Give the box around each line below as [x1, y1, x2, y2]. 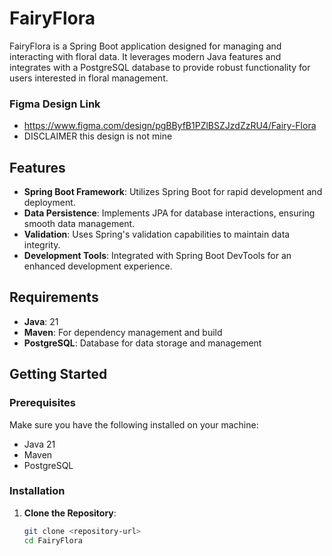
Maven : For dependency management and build [23, 326, 223, 338]
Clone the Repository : [23, 507, 117, 519]
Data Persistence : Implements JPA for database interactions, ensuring [23, 207, 316, 219]
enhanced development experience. [23, 260, 173, 272]
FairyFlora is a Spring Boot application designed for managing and [9, 40, 282, 52]
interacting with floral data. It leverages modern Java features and [9, 50, 282, 62]
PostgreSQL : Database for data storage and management [23, 337, 262, 349]
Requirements [9, 289, 99, 306]
